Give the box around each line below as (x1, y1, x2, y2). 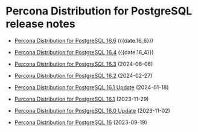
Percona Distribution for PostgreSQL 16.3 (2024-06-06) (14, 60, 153, 68)
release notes (5, 17, 76, 31)
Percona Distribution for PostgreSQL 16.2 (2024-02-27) (14, 72, 153, 79)
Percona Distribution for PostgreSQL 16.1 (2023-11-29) (14, 95, 149, 102)
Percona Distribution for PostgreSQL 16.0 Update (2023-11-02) (14, 107, 170, 114)
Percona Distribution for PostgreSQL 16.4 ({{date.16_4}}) (14, 48, 154, 55)
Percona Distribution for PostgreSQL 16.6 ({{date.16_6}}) (14, 37, 153, 44)
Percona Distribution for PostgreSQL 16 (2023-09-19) (14, 119, 147, 126)
